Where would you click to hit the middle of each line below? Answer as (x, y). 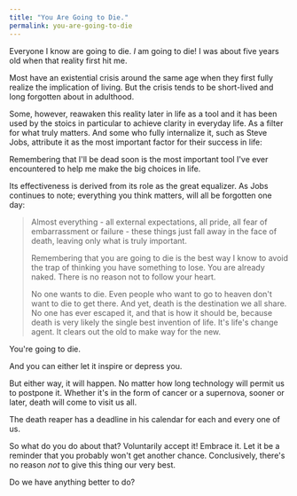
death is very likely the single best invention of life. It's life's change (154, 322)
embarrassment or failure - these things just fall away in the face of (154, 231)
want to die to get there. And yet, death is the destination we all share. (159, 303)
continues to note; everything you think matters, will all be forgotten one (141, 195)
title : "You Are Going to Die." (69, 17)
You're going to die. (45, 349)
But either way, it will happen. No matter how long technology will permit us (147, 383)
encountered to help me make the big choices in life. (105, 169)
